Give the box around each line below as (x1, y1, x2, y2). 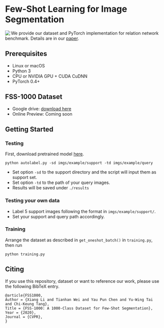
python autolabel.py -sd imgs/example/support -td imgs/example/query (5, 161, 153, 166)
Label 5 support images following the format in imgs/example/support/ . (12, 208, 156, 214)
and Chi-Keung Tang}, (5, 301, 50, 306)
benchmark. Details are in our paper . (5, 35, 79, 41)
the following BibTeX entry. (5, 283, 60, 289)
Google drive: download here (12, 106, 71, 112)
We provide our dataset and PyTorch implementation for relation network (11, 30, 159, 36)
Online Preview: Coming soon (12, 111, 72, 117)
